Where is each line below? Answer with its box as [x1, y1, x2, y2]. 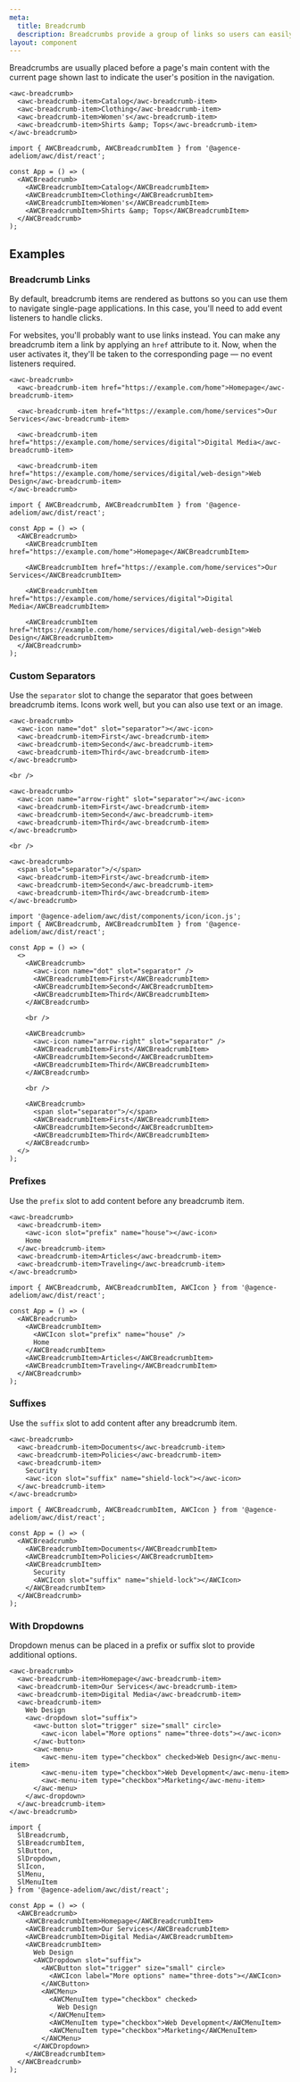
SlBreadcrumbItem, [17, 1839, 87, 1848]
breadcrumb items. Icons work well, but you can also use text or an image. [9, 699, 284, 710]
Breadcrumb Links [9, 273, 91, 286]
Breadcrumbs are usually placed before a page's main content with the [9, 63, 271, 73]
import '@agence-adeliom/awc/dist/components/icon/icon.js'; [9, 912, 242, 921]
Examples [9, 247, 65, 262]
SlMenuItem [17, 1877, 58, 1887]
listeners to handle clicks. [9, 312, 103, 322]
